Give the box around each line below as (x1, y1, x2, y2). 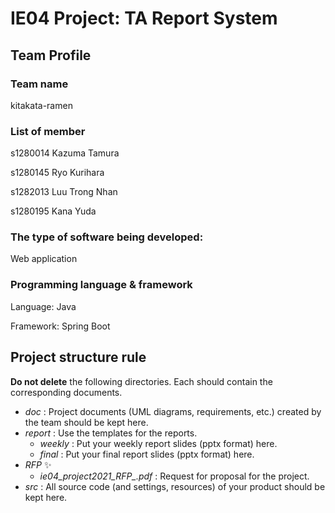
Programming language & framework (10, 278, 193, 292)
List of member (10, 124, 86, 138)
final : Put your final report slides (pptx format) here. (39, 448, 255, 460)
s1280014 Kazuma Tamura (10, 147, 120, 159)
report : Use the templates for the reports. (24, 427, 198, 439)
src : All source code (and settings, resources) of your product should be (24, 480, 326, 492)
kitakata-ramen (10, 99, 73, 111)
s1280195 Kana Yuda (10, 205, 97, 217)
